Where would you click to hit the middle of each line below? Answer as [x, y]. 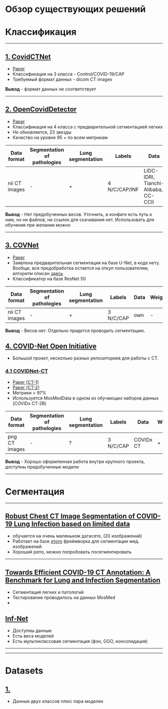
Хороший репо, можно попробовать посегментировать [72, 552]
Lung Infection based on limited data [72, 524]
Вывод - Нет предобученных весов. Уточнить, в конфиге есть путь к [79, 214]
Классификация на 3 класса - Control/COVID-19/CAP [68, 74]
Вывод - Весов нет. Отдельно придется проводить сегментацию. [75, 330]
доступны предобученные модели [42, 466]
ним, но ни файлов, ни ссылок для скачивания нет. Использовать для [80, 219]
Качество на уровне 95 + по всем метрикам [60, 137]
